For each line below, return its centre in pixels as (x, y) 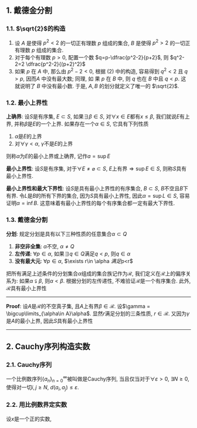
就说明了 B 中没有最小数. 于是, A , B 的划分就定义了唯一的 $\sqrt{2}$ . (97, 86)
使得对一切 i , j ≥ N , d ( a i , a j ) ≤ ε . (43, 388)
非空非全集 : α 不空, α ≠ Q (44, 246)
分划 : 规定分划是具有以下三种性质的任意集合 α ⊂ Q (67, 234)
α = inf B (27, 203)
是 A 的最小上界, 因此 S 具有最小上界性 (50, 321)
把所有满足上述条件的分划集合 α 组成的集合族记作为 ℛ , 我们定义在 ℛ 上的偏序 (96, 273)
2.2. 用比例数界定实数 (37, 405)
